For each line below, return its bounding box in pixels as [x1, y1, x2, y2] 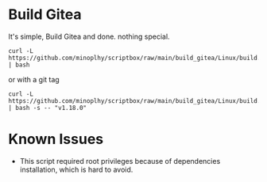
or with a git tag [8, 74, 60, 84]
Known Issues [8, 131, 104, 148]
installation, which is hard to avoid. [19, 165, 133, 174]
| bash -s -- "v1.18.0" [8, 104, 87, 112]
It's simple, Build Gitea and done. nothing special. [8, 32, 170, 41]
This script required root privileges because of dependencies [19, 156, 221, 165]
